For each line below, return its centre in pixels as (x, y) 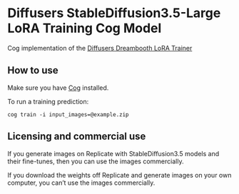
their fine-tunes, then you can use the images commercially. (96, 161)
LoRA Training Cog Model (85, 28)
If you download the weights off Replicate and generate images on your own (119, 175)
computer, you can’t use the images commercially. (81, 183)
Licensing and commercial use (77, 137)
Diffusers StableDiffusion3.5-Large (114, 13)
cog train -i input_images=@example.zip (68, 114)
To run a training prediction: (48, 101)
